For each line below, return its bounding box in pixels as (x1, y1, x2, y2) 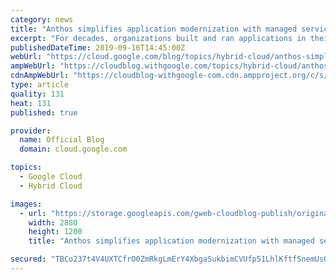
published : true (10, 107, 78, 118)
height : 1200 (28, 227, 83, 237)
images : (10, 199, 43, 209)
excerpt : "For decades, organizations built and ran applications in (10, 33, 307, 43)
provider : (10, 126, 52, 136)
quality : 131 (10, 89, 65, 99)
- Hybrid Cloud (19, 181, 83, 191)
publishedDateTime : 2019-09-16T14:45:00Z (10, 42, 186, 53)
